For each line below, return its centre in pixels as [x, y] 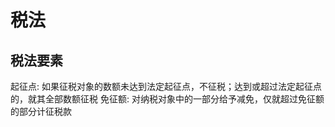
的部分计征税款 [41, 111]
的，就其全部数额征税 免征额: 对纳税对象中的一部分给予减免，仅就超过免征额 [167, 99]
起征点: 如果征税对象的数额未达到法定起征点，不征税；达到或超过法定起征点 [166, 86]
